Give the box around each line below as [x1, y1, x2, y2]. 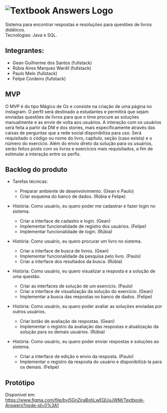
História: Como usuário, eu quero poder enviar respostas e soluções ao [12, 339, 160, 345]
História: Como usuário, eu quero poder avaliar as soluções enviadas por [12, 303, 163, 309]
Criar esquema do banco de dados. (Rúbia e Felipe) [19, 193, 126, 199]
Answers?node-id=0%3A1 [5, 403, 59, 409]
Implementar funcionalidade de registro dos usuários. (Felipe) [19, 223, 147, 229]
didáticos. [5, 26, 26, 32]
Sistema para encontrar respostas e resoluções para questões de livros [5, 21, 152, 27]
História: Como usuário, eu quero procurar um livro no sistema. [12, 238, 142, 244]
